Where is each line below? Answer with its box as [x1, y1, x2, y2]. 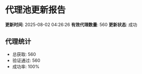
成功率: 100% [12, 63, 39, 69]
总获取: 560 [12, 51, 36, 57]
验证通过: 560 [12, 57, 40, 63]
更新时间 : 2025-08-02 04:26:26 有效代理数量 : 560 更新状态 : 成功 [5, 22, 137, 27]
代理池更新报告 [5, 4, 66, 16]
